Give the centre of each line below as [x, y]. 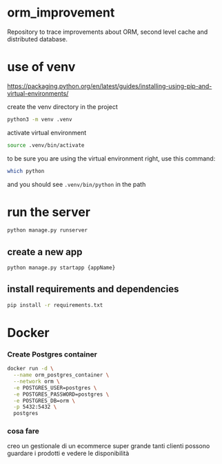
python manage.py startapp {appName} [61, 268]
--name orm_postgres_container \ [61, 375]
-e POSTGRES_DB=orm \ [44, 401]
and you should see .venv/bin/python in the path [77, 184]
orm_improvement [61, 13]
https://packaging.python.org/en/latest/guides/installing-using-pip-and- [110, 86]
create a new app [45, 252]
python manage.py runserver [48, 230]
